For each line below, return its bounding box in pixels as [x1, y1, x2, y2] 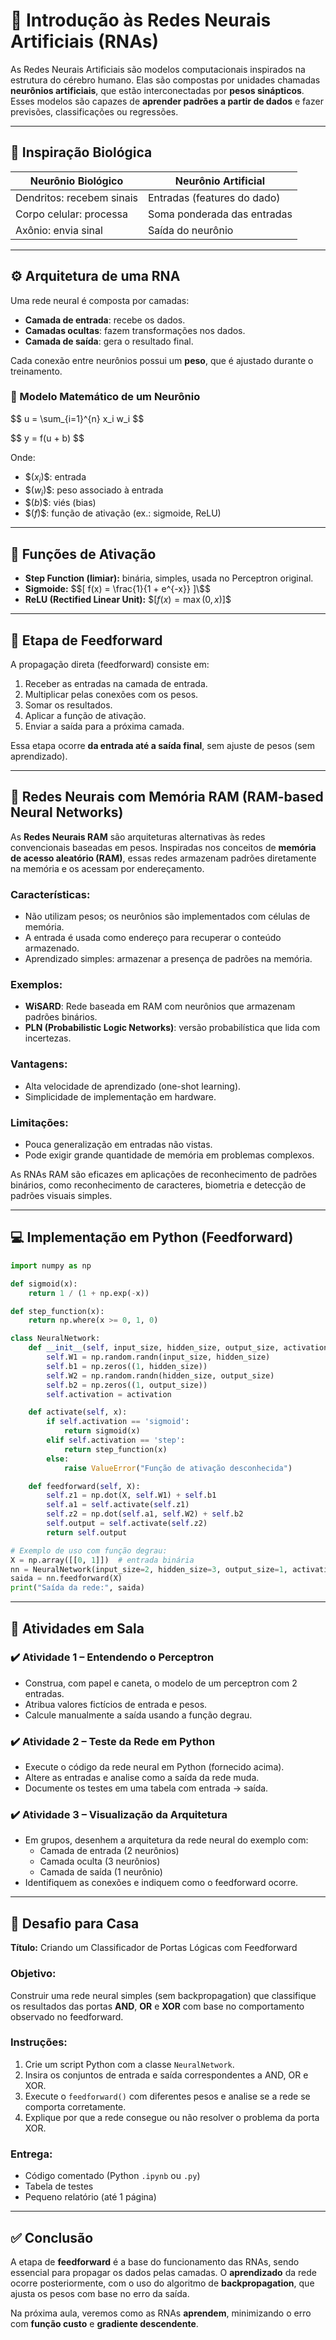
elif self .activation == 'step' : [46, 1435, 186, 1446]
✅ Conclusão [10, 2229, 94, 2246]
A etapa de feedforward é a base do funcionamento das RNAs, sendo [10, 2255, 300, 2268]
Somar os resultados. [24, 699, 113, 711]
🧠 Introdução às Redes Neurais [10, 9, 272, 32]
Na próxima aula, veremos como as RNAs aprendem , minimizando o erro [10, 2307, 312, 2319]
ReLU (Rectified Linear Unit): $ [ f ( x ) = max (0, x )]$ [24, 594, 232, 606]
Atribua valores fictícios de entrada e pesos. [24, 1698, 208, 1710]
